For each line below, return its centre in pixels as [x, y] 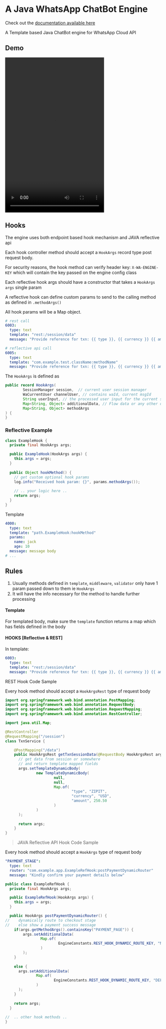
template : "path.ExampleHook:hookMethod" [53, 533]
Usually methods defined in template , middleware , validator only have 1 [85, 583]
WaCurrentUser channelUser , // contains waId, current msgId [87, 395]
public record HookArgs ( [31, 386]
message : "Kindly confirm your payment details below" [67, 875]
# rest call [17, 321]
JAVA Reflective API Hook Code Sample [58, 842]
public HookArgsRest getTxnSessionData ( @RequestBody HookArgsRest [84, 755]
